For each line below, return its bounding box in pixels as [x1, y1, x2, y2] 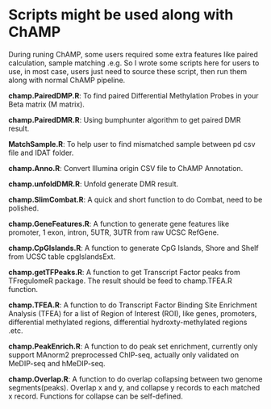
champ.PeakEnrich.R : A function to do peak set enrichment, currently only [8, 341, 258, 351]
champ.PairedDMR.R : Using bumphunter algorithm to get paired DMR [8, 115, 241, 124]
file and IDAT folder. [8, 148, 74, 157]
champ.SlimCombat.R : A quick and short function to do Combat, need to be [8, 194, 263, 204]
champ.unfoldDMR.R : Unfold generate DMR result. [8, 179, 179, 189]
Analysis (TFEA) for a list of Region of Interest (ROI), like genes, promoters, [8, 308, 257, 318]
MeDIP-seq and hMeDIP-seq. [8, 358, 106, 368]
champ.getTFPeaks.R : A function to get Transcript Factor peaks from [8, 267, 240, 277]
